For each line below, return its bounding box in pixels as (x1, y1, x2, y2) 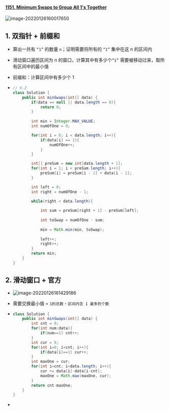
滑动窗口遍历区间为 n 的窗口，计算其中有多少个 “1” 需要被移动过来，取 (12, 57, 161, 63)
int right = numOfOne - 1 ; (31, 189, 89, 194)
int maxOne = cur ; (31, 359, 70, 364)
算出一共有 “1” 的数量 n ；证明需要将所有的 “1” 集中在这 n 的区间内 (12, 46, 152, 52)
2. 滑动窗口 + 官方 (5, 276, 61, 285)
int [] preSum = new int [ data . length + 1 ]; (31, 161, 123, 166)
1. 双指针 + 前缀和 (5, 31, 60, 40)
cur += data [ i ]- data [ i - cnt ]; (40, 369, 103, 374)
